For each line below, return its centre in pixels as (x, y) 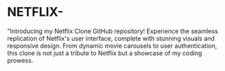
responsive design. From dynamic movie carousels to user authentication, (112, 45)
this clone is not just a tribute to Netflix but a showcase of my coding (105, 53)
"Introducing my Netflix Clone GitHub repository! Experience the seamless (113, 31)
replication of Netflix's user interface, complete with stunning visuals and (111, 38)
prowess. (20, 60)
